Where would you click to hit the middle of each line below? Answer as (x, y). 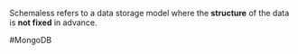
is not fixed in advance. (53, 22)
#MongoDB (31, 40)
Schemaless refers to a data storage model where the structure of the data (149, 13)
